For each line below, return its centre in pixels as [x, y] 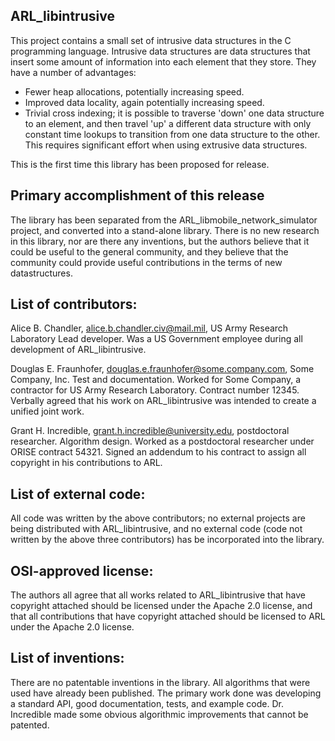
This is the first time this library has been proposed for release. [140, 164]
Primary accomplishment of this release [137, 195]
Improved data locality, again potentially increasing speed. [144, 102]
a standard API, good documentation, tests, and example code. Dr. [147, 703]
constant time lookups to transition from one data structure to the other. [172, 134]
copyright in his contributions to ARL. [86, 463]
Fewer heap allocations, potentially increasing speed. [134, 91]
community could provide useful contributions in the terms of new [146, 262]
